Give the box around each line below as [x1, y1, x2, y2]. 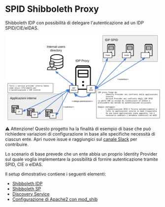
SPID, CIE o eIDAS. [5, 161, 43, 167]
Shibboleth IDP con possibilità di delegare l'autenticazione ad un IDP [5, 20, 144, 26]
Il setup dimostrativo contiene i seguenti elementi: [5, 171, 106, 177]
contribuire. [5, 141, 29, 147]
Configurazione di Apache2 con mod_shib [12, 196, 98, 202]
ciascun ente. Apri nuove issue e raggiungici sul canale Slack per [5, 136, 137, 142]
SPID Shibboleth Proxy [5, 3, 99, 15]
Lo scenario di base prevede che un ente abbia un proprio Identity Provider [5, 151, 158, 157]
